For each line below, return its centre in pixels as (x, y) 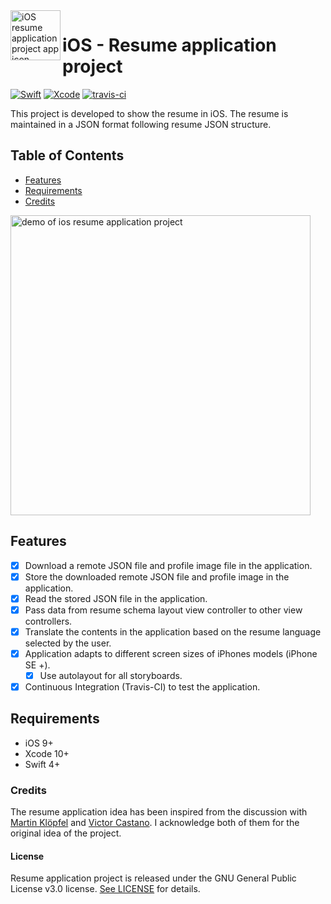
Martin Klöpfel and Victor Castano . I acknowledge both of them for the (155, 823)
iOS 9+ (39, 743)
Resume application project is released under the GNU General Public (153, 878)
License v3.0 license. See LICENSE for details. (105, 889)
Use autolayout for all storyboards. (111, 675)
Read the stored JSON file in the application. (116, 598)
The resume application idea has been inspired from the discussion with (159, 812)
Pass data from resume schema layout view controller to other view (163, 610)
